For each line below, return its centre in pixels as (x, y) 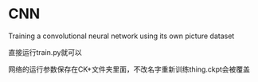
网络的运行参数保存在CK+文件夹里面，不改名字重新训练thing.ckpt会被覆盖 (129, 69)
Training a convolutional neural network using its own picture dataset (121, 36)
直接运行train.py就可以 (45, 52)
